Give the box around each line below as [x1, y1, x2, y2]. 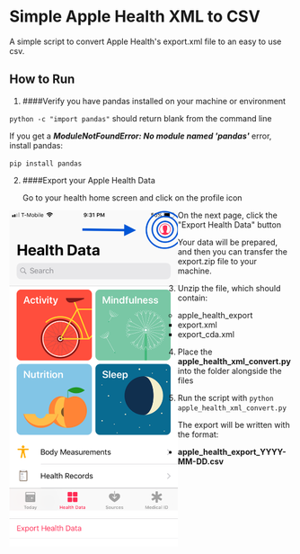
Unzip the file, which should [178, 282, 281, 293]
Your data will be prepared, [178, 237, 278, 247]
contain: [178, 292, 208, 303]
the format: [178, 429, 219, 440]
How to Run [9, 72, 75, 87]
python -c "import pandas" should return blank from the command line [9, 112, 272, 123]
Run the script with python [178, 392, 274, 403]
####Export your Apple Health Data [22, 174, 155, 185]
